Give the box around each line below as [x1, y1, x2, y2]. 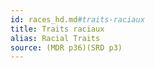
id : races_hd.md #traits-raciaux [10, 14, 145, 25]
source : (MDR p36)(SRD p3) [10, 42, 123, 53]
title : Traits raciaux [10, 24, 105, 34]
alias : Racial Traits [10, 33, 101, 43]
